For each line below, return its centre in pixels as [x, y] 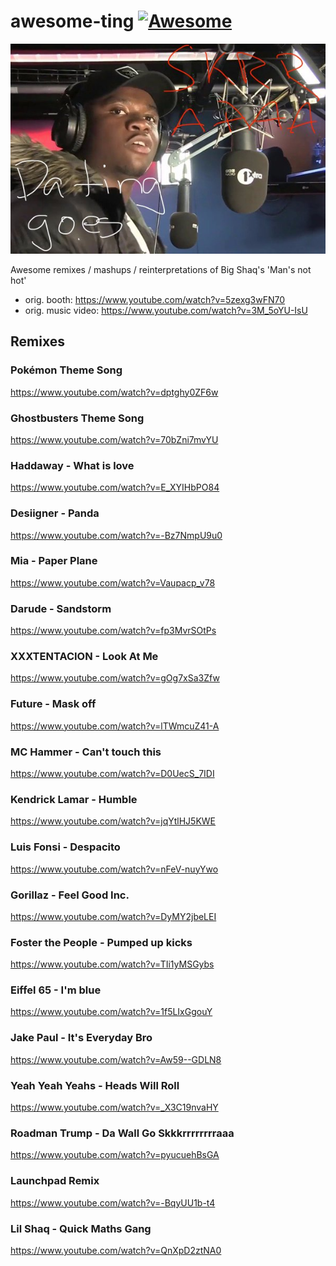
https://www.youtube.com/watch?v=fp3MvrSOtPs [113, 631]
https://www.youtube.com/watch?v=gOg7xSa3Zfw [115, 678]
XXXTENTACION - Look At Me [84, 657]
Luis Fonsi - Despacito [65, 847]
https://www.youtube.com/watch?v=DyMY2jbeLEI [113, 916]
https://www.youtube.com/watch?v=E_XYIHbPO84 [115, 487]
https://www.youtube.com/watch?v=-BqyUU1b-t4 [113, 1202]
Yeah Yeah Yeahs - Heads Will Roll [95, 1085]
